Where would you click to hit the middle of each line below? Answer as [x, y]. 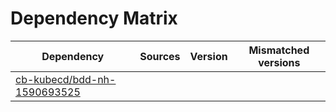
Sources [160, 56]
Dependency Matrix [94, 18]
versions [279, 62]
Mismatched [279, 50]
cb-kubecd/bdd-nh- [66, 79]
